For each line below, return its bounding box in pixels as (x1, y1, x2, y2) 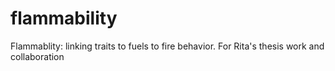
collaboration (10, 50, 65, 62)
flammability (10, 7, 118, 30)
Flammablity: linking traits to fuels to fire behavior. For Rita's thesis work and (10, 40, 325, 52)
